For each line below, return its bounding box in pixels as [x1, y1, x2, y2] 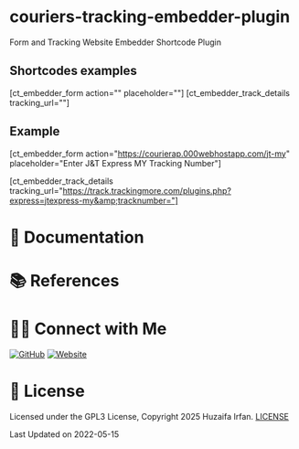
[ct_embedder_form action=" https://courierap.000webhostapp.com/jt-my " [9, 148, 291, 159]
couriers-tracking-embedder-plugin [9, 6, 291, 27]
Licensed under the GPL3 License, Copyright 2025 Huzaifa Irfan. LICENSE [9, 411, 290, 422]
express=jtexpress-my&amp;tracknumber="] [9, 195, 178, 206]
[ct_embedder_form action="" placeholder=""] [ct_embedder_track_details [9, 87, 291, 98]
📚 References [9, 270, 120, 291]
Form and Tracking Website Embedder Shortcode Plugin [9, 37, 222, 48]
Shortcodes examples [9, 63, 137, 79]
